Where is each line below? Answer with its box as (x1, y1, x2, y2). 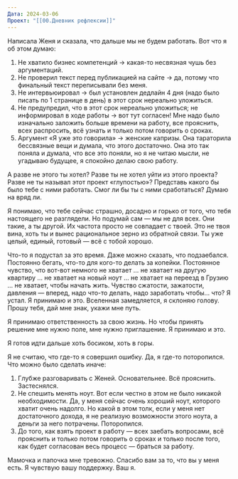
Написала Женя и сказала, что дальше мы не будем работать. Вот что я (7, 36, 227, 45)
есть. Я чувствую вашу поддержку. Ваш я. (7, 463, 136, 472)
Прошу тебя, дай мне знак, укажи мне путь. (7, 303, 141, 312)
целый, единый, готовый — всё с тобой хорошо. (7, 236, 154, 246)
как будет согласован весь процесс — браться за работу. (17, 442, 195, 451)
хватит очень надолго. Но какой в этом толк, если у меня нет (17, 404, 205, 413)
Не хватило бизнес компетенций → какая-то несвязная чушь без (17, 58, 217, 66)
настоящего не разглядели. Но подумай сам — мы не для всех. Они (7, 214, 215, 223)
